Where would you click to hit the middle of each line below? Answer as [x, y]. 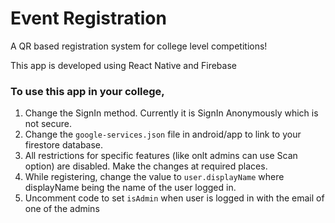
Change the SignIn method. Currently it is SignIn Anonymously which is [171, 113]
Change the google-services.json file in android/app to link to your [163, 134]
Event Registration [88, 18]
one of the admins [62, 209]
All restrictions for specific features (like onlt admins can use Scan [161, 156]
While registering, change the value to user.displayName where [154, 177]
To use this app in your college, [87, 91]
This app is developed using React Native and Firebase [123, 65]
